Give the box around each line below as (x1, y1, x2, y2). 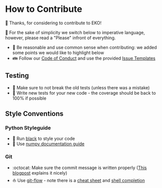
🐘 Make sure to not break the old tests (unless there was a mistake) (12, 84, 150, 90)
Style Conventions (5, 110, 63, 118)
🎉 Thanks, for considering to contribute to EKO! (5, 20, 102, 26)
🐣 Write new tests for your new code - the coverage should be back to (12, 90, 156, 96)
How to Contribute (5, 3, 83, 15)
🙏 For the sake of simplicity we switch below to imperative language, (5, 29, 145, 35)
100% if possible (12, 95, 47, 101)
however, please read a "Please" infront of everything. (5, 35, 116, 41)
